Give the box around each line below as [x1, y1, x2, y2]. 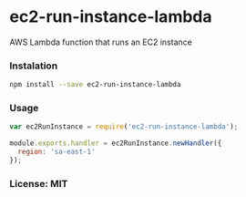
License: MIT [9, 177, 68, 190]
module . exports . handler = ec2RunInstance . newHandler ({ [9, 139, 222, 148]
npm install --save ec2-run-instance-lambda [9, 80, 181, 89]
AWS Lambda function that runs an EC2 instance [9, 36, 193, 47]
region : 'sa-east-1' [17, 148, 96, 157]
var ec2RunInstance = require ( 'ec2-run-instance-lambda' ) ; [9, 122, 239, 131]
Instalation [9, 59, 58, 72]
